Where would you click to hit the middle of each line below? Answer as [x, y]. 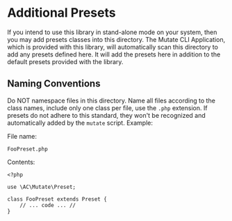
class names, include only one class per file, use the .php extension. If [107, 108]
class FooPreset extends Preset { [57, 199]
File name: [22, 136]
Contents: [21, 162]
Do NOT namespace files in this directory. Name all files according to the [111, 100]
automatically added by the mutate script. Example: [80, 123]
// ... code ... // [48, 205]
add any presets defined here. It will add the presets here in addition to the [114, 54]
